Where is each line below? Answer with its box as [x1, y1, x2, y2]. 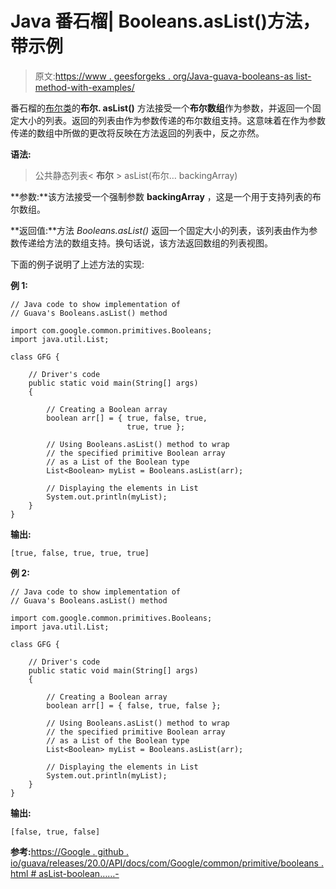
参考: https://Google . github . [10, 845, 130, 857]
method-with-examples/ [34, 81, 135, 93]
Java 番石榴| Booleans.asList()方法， [10, 10, 321, 33]
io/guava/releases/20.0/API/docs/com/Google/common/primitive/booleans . [10, 857, 324, 869]
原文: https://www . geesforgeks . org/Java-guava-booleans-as [34, 70, 294, 82]
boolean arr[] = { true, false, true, [46, 413, 208, 423]
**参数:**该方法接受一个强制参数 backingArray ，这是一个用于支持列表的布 [10, 190, 322, 202]
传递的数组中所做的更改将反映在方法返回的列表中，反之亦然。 [10, 127, 265, 139]
